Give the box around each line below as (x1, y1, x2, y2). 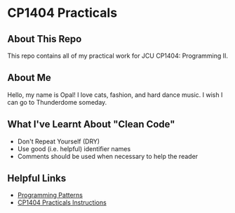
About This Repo (7, 33, 82, 45)
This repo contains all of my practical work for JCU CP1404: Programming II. (7, 51, 229, 60)
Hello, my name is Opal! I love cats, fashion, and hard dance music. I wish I (7, 90, 223, 99)
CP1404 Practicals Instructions (17, 198, 107, 207)
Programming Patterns (17, 191, 83, 200)
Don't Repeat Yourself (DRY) (17, 137, 100, 146)
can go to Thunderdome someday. (7, 98, 107, 106)
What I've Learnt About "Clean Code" (7, 118, 175, 131)
